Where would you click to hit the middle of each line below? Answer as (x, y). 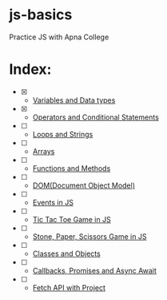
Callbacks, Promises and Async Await (94, 270)
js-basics (41, 15)
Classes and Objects (66, 253)
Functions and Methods (72, 168)
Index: (30, 69)
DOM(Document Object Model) (83, 185)
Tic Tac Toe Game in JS (72, 219)
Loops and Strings (63, 134)
